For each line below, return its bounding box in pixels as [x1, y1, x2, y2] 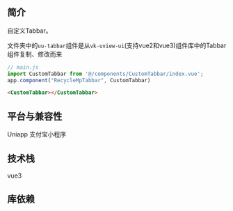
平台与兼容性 [7, 110, 63, 122]
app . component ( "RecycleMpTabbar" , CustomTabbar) [7, 77, 151, 84]
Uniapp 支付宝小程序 [7, 130, 67, 139]
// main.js [7, 63, 39, 71]
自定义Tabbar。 [7, 26, 52, 35]
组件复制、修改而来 [7, 49, 63, 58]
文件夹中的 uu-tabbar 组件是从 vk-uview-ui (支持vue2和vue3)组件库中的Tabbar [7, 41, 227, 49]
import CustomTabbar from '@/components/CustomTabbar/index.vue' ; [7, 70, 204, 77]
